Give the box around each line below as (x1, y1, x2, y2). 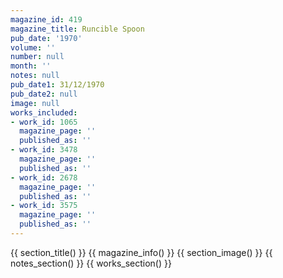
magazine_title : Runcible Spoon (10, 24, 145, 34)
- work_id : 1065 (10, 117, 78, 127)
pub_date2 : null (10, 89, 78, 99)
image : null (10, 98, 60, 108)
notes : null (10, 71, 60, 81)
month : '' (10, 61, 52, 71)
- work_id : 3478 (10, 145, 78, 155)
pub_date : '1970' (10, 33, 83, 43)
